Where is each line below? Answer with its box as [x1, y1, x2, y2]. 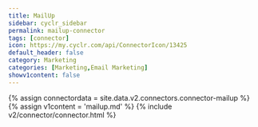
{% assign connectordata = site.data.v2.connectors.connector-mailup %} [8, 93, 250, 102]
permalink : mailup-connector [8, 26, 105, 34]
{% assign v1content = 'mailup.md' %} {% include [8, 101, 173, 111]
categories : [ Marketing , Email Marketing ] [8, 64, 149, 72]
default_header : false [8, 49, 84, 57]
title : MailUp [8, 11, 56, 20]
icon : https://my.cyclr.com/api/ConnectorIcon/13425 [8, 42, 188, 50]
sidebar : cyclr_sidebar [8, 19, 88, 27]
